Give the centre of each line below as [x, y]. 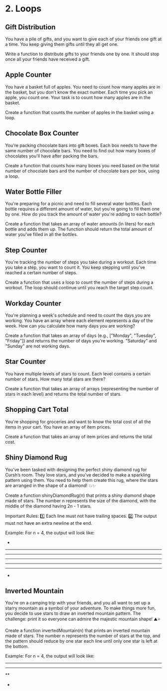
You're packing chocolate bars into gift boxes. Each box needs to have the [81, 145]
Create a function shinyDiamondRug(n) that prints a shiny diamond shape [80, 495]
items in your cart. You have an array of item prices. [58, 427]
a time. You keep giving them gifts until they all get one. [62, 44]
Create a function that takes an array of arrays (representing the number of [82, 388]
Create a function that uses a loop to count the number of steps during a [79, 282]
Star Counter [26, 362]
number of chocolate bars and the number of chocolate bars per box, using [83, 171]
